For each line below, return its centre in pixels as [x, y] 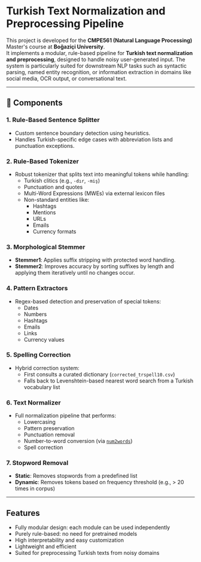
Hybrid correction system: [47, 368]
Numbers [35, 314]
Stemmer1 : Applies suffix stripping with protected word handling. [95, 260]
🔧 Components [34, 103]
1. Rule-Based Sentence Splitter [53, 120]
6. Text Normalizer [33, 402]
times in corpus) [35, 488]
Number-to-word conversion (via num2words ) [78, 441]
